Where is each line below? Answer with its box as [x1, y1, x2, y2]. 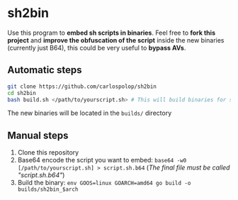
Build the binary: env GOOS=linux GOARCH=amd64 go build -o [17, 179, 191, 187]
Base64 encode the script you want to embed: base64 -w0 [17, 156, 187, 165]
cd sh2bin [7, 89, 37, 96]
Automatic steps [7, 64, 82, 76]
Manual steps [7, 129, 69, 141]
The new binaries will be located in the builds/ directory [7, 109, 172, 118]
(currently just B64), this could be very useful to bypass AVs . [7, 43, 186, 52]
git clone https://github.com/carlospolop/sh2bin [7, 83, 157, 90]
